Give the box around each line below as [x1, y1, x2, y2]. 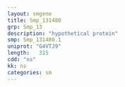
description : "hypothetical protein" [7, 29, 119, 37]
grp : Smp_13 [7, 23, 42, 30]
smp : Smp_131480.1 [7, 36, 61, 43]
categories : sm [7, 69, 52, 76]
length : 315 [7, 50, 49, 57]
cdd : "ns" [7, 56, 37, 63]
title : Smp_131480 [7, 17, 61, 24]
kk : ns [7, 62, 27, 69]
